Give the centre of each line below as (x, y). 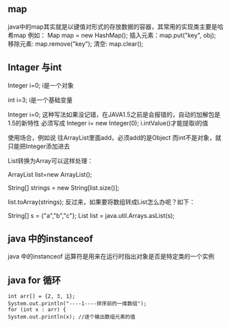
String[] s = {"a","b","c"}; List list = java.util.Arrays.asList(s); (91, 215)
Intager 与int (35, 68)
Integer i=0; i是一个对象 (41, 85)
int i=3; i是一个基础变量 (40, 99)
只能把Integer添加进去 (39, 146)
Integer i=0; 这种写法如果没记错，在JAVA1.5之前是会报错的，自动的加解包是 (114, 114)
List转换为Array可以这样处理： (51, 160)
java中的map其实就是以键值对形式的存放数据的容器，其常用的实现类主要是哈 (116, 26)
